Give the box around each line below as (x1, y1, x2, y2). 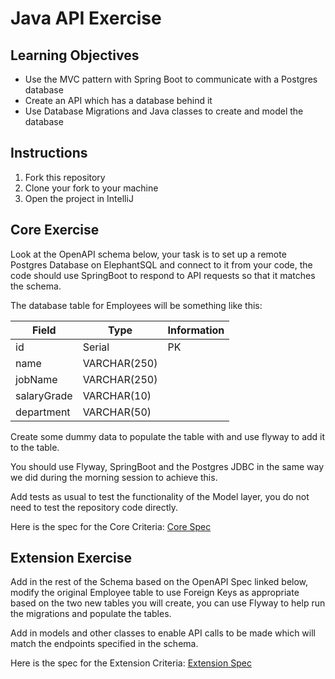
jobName (15, 372, 58, 386)
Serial (82, 340, 110, 354)
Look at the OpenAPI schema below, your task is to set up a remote (10, 248, 287, 260)
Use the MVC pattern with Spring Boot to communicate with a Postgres (24, 73, 318, 85)
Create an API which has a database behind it (24, 95, 213, 106)
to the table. (10, 441, 60, 453)
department (15, 405, 71, 419)
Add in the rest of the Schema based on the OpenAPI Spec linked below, (10, 576, 309, 588)
